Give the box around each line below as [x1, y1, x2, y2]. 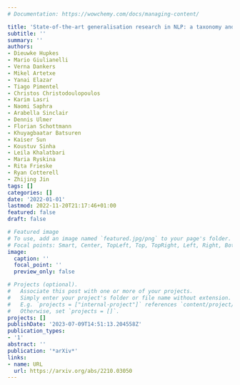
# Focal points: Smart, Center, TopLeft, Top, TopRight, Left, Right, [7, 242, 222, 249]
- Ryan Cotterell [7, 169, 59, 176]
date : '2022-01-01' [7, 195, 66, 203]
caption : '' [14, 255, 50, 262]
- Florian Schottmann [7, 123, 72, 130]
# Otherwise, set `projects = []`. [7, 307, 120, 314]
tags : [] [7, 183, 34, 190]
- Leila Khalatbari [7, 149, 66, 157]
